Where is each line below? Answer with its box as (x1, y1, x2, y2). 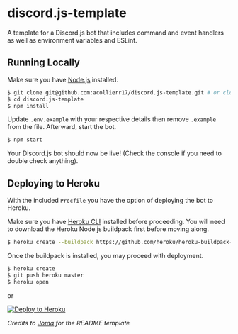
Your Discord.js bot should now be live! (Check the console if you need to (7, 149, 222, 157)
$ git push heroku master (7, 272, 84, 279)
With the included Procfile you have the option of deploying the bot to (7, 196, 214, 205)
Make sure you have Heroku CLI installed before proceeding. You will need (7, 218, 225, 226)
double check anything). (7, 157, 79, 165)
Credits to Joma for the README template (7, 318, 130, 327)
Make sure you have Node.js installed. (7, 75, 119, 84)
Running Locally (7, 57, 80, 69)
